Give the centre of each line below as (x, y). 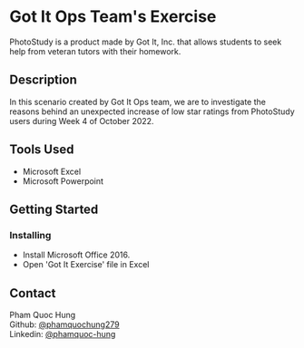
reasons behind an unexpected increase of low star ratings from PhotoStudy (152, 111)
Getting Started (54, 209)
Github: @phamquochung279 (64, 324)
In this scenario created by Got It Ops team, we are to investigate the (137, 101)
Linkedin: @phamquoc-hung (63, 334)
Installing (30, 235)
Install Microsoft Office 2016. (76, 255)
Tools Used (42, 150)
